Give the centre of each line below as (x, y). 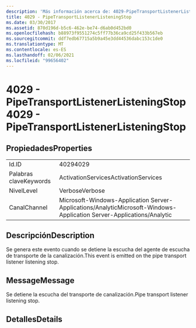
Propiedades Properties (49, 148)
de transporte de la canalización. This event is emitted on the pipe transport (96, 256)
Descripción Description (50, 235)
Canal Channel (28, 207)
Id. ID (15, 164)
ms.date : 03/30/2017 (31, 22)
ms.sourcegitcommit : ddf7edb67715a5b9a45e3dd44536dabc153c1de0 (85, 39)
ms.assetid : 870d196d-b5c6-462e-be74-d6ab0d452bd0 (69, 28)
